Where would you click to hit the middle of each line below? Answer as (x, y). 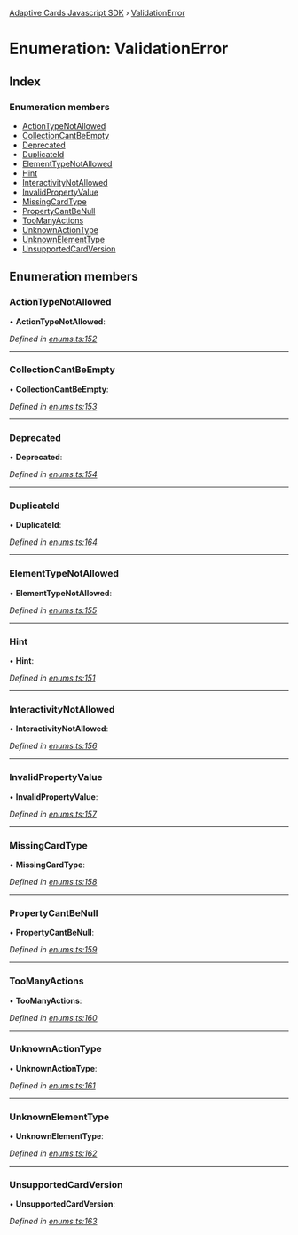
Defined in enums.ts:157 (53, 814)
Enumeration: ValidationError (119, 49)
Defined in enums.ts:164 (53, 542)
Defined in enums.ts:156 (53, 746)
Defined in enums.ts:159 (53, 950)
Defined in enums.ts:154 (53, 474)
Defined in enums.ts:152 (53, 339)
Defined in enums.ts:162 (53, 1153)
